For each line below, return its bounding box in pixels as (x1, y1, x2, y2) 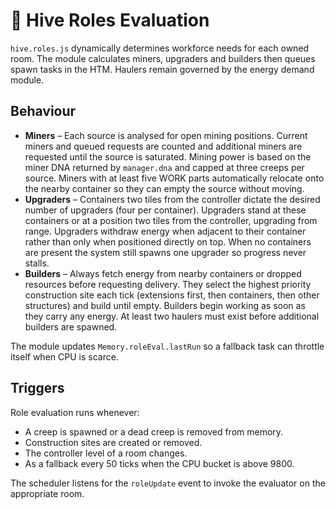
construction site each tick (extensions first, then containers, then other (24, 289, 320, 301)
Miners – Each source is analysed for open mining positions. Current (24, 129, 308, 141)
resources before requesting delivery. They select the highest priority (24, 278, 312, 290)
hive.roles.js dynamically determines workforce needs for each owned (10, 42, 310, 54)
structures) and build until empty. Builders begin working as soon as (24, 299, 306, 311)
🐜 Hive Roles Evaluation (10, 9, 210, 32)
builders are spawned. (24, 320, 118, 333)
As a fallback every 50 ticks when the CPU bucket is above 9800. (24, 457, 295, 469)
